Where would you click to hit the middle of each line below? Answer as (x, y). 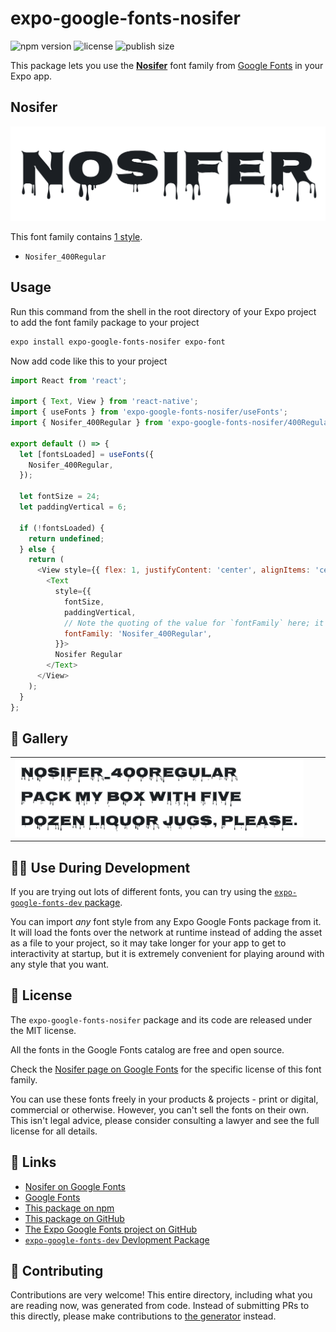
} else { (37, 549)
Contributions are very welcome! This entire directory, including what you (161, 1295)
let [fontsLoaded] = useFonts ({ (87, 454)
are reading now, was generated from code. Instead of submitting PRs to (160, 1306)
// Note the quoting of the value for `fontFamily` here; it (194, 623)
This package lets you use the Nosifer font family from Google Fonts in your (167, 65)
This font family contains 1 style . (76, 236)
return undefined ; (66, 538)
